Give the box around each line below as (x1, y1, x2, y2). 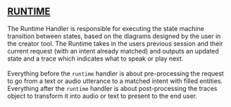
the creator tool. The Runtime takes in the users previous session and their (7, 39, 223, 48)
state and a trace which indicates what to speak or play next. (7, 54, 184, 63)
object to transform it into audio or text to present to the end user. (7, 92, 197, 100)
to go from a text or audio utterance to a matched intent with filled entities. (7, 77, 223, 85)
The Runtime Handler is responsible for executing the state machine (7, 24, 204, 32)
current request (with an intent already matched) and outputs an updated (7, 46, 220, 55)
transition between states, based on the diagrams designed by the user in (7, 32, 221, 40)
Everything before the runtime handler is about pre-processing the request (7, 69, 224, 77)
